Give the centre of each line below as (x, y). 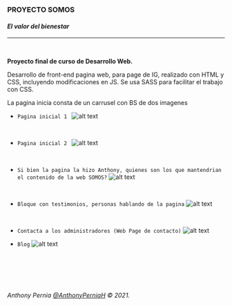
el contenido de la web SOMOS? (62, 178)
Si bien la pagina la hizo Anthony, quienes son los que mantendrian (119, 171)
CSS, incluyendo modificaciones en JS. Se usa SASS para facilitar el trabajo (115, 82)
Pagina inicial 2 (42, 144)
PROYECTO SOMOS (41, 10)
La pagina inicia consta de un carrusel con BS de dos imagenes (97, 103)
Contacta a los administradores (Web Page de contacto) (99, 231)
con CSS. (20, 89)
